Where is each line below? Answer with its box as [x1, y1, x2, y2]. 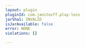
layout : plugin [5, 7, 37, 13]
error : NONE [5, 26, 30, 31]
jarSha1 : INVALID [5, 17, 42, 22]
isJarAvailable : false [5, 21, 53, 27]
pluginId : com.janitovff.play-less [5, 12, 80, 17]
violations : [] [5, 31, 37, 36]
